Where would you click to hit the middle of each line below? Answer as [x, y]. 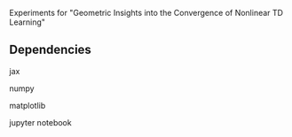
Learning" [28, 22]
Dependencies [50, 50]
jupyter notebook [41, 122]
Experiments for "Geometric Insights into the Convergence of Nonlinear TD [146, 13]
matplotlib [28, 105]
